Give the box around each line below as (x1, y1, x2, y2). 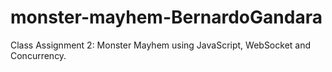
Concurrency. (10, 49, 67, 61)
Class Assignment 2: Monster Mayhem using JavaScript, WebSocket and (10, 39, 312, 51)
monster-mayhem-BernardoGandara (10, 6, 323, 29)
